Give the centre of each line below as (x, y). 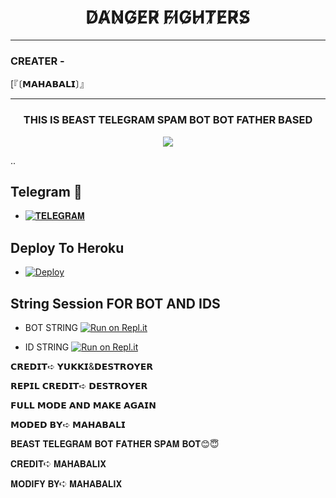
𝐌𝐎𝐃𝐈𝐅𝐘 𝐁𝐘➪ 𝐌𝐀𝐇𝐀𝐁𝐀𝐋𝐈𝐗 (66, 483)
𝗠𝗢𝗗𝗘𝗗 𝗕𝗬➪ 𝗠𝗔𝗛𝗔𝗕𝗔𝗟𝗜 (68, 424)
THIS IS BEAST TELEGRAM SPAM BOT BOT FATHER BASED (168, 120)
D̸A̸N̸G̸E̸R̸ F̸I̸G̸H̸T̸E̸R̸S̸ (168, 17)
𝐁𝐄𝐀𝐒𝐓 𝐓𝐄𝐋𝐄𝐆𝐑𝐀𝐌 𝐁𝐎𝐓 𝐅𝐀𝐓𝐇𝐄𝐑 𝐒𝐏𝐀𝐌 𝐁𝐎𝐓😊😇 (115, 443)
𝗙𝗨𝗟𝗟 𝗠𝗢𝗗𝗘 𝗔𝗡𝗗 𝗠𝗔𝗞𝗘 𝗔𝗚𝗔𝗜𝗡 (83, 405)
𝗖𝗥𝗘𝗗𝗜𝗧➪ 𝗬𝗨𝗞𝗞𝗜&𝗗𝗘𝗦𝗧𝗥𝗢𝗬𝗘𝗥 (82, 366)
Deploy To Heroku (67, 247)
